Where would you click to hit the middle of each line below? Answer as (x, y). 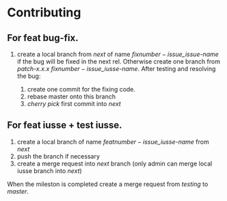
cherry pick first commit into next (74, 104)
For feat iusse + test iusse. (65, 125)
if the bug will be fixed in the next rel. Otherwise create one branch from (119, 62)
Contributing (44, 13)
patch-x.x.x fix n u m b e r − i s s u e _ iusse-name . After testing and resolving (116, 69)
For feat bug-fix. (43, 38)
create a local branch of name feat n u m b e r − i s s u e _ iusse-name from (113, 142)
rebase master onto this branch (71, 96)
